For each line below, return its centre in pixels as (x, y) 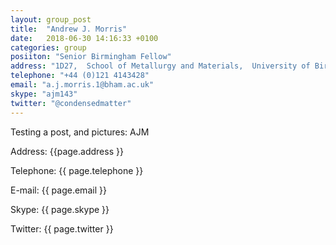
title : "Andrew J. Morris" (69, 29)
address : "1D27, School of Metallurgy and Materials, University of (160, 66)
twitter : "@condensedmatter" (71, 103)
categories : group (48, 47)
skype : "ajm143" (44, 94)
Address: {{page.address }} (67, 151)
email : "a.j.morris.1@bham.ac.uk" (82, 85)
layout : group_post (51, 19)
